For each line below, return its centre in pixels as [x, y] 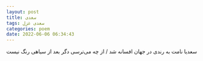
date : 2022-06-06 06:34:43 [40, 34]
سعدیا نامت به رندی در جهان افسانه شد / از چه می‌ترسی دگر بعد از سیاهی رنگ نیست [102, 51]
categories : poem [28, 29]
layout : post [23, 12]
